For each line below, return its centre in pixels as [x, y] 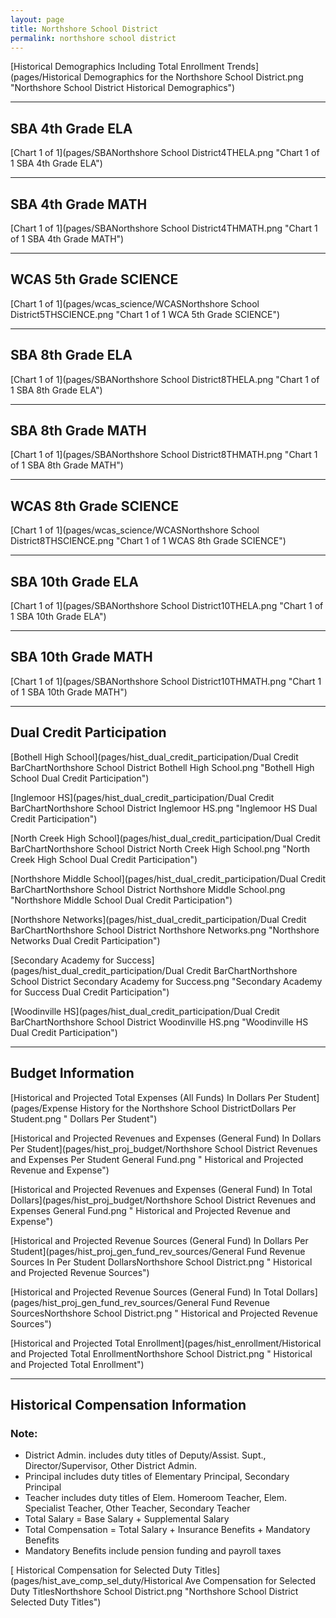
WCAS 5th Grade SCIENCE [94, 279]
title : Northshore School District [84, 29]
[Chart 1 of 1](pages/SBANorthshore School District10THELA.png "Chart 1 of [167, 606]
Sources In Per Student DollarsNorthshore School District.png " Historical [161, 1262]
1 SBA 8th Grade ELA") [56, 390]
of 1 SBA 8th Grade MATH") [67, 465]
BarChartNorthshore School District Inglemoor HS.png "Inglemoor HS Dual [164, 808]
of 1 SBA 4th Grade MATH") [67, 239]
